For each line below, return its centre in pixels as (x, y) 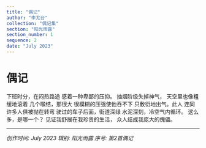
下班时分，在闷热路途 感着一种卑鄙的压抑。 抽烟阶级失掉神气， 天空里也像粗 (103, 96)
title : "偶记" (24, 12)
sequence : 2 (21, 40)
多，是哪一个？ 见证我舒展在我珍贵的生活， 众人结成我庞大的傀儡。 (91, 119)
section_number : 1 (30, 35)
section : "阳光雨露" (31, 29)
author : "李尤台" (27, 18)
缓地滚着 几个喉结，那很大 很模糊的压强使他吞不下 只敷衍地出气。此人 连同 (101, 104)
